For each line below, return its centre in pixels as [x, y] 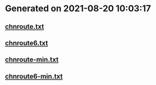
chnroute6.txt [27, 43]
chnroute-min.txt [32, 60]
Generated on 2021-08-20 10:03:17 [78, 9]
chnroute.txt [25, 27]
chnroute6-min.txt [34, 76]
